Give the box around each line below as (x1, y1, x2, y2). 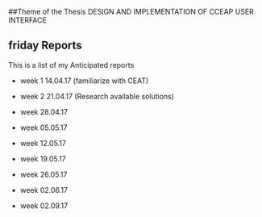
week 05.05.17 (19, 123, 68, 132)
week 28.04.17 (19, 106, 69, 116)
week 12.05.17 (19, 138, 67, 148)
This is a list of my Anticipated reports (8, 60, 135, 69)
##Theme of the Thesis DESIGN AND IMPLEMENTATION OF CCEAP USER (8, 7, 254, 16)
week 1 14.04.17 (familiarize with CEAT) (19, 76, 149, 86)
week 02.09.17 (19, 201, 69, 211)
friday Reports (8, 39, 82, 52)
